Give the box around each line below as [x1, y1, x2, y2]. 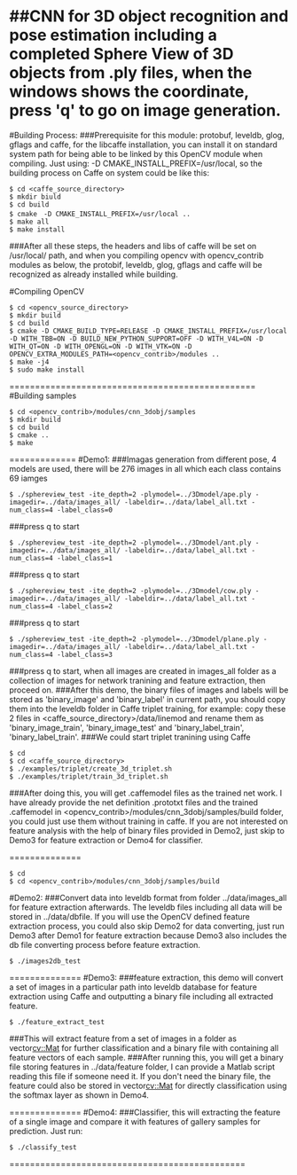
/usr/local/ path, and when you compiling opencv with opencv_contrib [9, 250, 264, 261]
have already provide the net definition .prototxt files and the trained [9, 796, 259, 808]
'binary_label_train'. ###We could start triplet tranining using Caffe [9, 732, 251, 742]
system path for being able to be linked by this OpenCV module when [9, 148, 263, 159]
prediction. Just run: [9, 1125, 83, 1136]
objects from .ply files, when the [9, 63, 253, 83]
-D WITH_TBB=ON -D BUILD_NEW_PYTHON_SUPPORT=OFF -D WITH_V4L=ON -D [9, 334, 264, 343]
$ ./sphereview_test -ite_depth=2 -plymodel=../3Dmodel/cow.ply [9, 586, 252, 595]
